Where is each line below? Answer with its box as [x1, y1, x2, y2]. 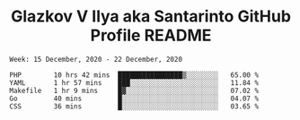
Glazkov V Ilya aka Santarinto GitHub [10, 6, 292, 27]
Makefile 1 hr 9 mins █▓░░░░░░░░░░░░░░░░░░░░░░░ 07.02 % [9, 86, 259, 95]
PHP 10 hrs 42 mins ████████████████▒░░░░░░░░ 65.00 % [9, 70, 259, 80]
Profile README [90, 25, 212, 46]
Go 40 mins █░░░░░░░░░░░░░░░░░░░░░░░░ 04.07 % [9, 94, 259, 103]
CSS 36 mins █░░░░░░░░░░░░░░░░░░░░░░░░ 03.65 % [9, 101, 259, 111]
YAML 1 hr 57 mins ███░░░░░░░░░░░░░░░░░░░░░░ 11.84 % [9, 78, 259, 87]
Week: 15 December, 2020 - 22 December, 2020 [9, 55, 182, 64]
